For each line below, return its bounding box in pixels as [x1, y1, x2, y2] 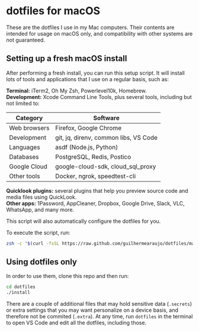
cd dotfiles [6, 284, 36, 290]
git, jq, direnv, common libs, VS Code [55, 133, 158, 142]
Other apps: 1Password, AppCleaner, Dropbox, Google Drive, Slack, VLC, [6, 200, 185, 207]
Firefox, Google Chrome [55, 123, 122, 132]
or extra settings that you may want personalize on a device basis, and [6, 307, 179, 314]
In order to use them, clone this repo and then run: [6, 273, 129, 280]
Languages [9, 143, 40, 151]
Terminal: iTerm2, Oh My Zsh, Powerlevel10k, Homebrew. [6, 87, 147, 94]
